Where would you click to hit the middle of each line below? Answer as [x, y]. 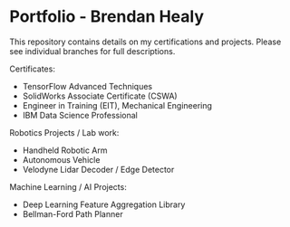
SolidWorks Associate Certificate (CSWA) [100, 96]
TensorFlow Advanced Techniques [87, 86]
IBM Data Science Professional [80, 115]
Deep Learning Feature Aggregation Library [104, 204]
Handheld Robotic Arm [65, 150]
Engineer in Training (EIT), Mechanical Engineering [117, 105]
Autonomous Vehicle [61, 159]
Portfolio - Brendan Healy [106, 17]
